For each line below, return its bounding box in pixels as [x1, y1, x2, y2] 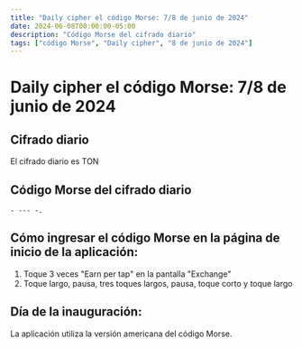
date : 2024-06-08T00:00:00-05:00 [10, 22, 136, 31]
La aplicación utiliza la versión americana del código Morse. [10, 328, 233, 339]
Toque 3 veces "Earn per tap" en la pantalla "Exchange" [23, 268, 232, 279]
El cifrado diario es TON [10, 156, 99, 167]
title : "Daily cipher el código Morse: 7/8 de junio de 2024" [10, 13, 249, 23]
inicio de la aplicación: [10, 244, 139, 260]
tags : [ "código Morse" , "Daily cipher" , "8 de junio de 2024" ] [10, 38, 253, 48]
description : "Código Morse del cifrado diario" [10, 30, 197, 39]
